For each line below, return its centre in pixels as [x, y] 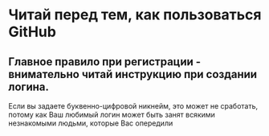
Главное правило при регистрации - [105, 62]
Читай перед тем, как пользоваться [135, 15]
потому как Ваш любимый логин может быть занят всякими [112, 115]
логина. [29, 87]
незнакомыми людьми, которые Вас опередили [91, 123]
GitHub [32, 32]
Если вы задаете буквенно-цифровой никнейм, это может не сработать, [133, 106]
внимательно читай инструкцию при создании [133, 74]
